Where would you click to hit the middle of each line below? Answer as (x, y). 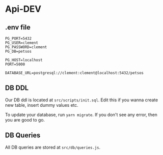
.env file (18, 27)
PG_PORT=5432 (18, 38)
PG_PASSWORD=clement (26, 47)
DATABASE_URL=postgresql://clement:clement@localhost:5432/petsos (74, 73)
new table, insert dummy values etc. (42, 105)
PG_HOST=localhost (24, 60)
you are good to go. (25, 120)
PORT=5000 (15, 64)
